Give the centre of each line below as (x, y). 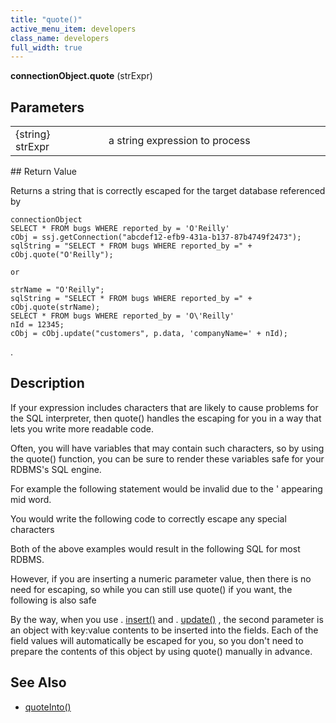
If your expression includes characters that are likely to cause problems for (164, 407)
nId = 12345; (37, 325)
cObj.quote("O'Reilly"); (62, 255)
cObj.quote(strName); (55, 307)
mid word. (31, 499)
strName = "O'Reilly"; (57, 290)
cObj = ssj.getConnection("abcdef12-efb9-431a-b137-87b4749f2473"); (156, 237)
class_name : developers (60, 38)
